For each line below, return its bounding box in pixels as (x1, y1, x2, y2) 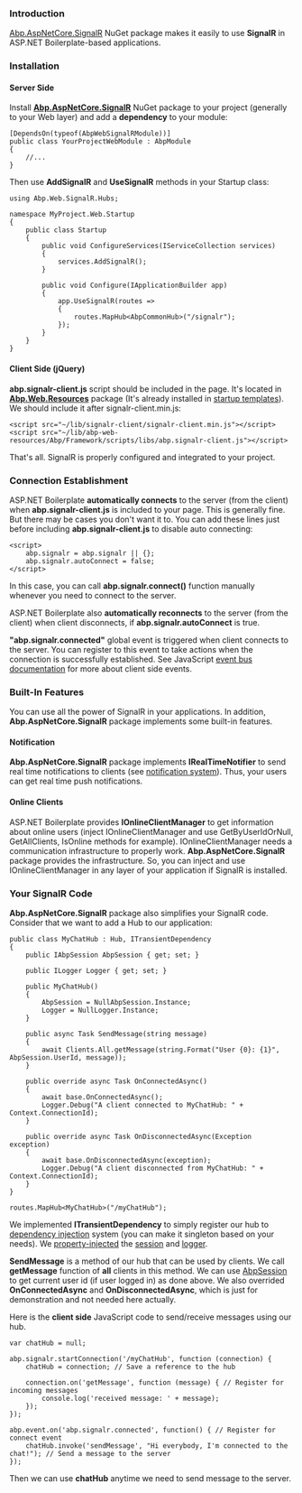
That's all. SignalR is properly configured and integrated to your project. (9, 451, 276, 462)
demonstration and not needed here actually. (9, 1294, 177, 1304)
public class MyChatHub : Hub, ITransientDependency (9, 934, 212, 943)
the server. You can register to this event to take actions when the (9, 644, 254, 654)
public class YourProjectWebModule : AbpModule (9, 137, 192, 146)
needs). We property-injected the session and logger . (9, 1238, 208, 1248)
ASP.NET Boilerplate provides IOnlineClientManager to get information (9, 816, 274, 828)
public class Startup (25, 226, 106, 235)
